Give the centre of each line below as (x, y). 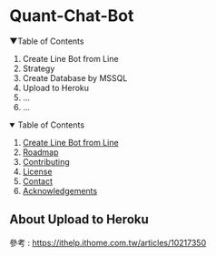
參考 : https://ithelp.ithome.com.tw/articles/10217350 (108, 242)
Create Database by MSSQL (75, 77)
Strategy (39, 68)
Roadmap (40, 152)
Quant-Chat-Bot (72, 16)
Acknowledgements (60, 190)
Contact (37, 181)
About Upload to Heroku (79, 220)
